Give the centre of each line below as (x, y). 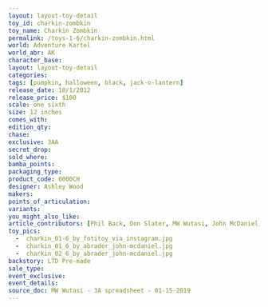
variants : (25, 209)
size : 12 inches (35, 113)
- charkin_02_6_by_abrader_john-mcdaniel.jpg (94, 253)
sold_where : (28, 157)
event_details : (33, 283)
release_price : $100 (43, 98)
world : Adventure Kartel (49, 46)
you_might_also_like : (44, 217)
